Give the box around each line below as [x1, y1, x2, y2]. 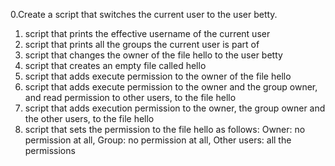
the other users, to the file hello [24, 113, 155, 124]
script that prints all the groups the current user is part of [24, 39, 260, 50]
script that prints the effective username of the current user [24, 28, 271, 39]
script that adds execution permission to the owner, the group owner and [24, 102, 326, 114]
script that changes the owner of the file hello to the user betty [24, 49, 283, 61]
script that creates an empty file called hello [24, 60, 207, 71]
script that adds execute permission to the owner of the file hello [24, 70, 292, 82]
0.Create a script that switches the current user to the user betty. [10, 9, 278, 20]
